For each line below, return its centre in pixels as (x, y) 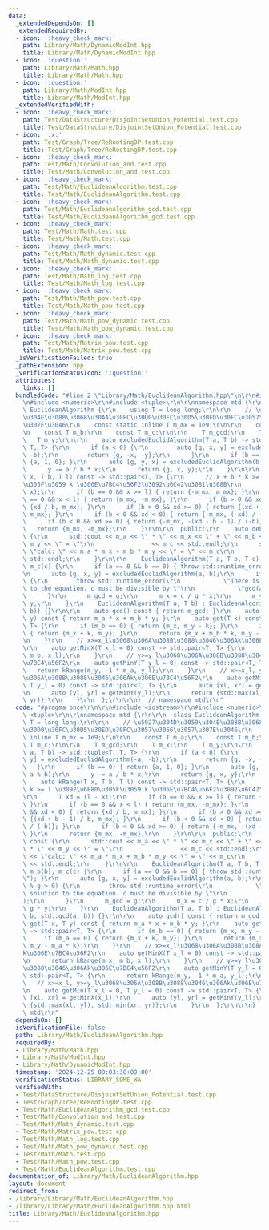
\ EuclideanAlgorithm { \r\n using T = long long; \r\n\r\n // (137, 410)
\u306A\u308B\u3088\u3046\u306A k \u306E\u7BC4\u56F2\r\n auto (132, 678)
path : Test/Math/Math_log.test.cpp (82, 276)
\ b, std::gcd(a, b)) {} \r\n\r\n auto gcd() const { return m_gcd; (143, 916)
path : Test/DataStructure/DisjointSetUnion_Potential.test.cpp (130, 120)
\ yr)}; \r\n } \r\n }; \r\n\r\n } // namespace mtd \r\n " (123, 700)
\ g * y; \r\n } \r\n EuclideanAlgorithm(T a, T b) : (121, 908)
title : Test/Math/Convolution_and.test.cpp (96, 172)
